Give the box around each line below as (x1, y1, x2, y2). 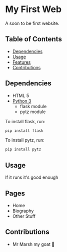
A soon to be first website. (5, 20, 59, 26)
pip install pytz (5, 147, 41, 152)
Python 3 (12, 97, 31, 104)
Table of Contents (5, 35, 62, 43)
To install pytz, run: (5, 137, 45, 143)
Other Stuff (12, 213, 36, 219)
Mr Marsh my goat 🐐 (12, 241, 55, 247)
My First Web (5, 4, 61, 15)
